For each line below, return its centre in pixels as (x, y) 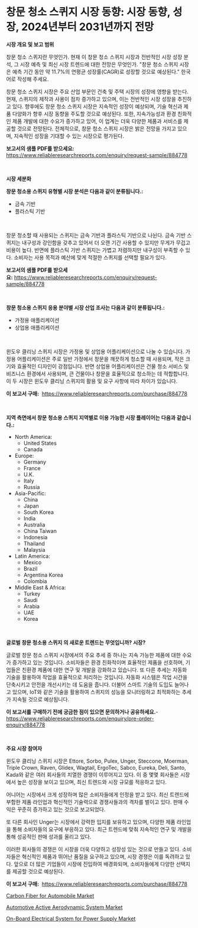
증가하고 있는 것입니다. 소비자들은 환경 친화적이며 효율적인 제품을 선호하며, (98, 662)
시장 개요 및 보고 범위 (30, 44)
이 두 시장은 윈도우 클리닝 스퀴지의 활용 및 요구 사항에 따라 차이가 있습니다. (92, 381)
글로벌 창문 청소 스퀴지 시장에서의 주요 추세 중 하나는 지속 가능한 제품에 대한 (94, 655)
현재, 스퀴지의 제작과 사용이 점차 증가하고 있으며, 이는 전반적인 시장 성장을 (91, 99)
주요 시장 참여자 (24, 748)
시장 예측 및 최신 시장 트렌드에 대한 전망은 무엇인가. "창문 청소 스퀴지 (99, 64)
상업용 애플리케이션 (37, 327)
